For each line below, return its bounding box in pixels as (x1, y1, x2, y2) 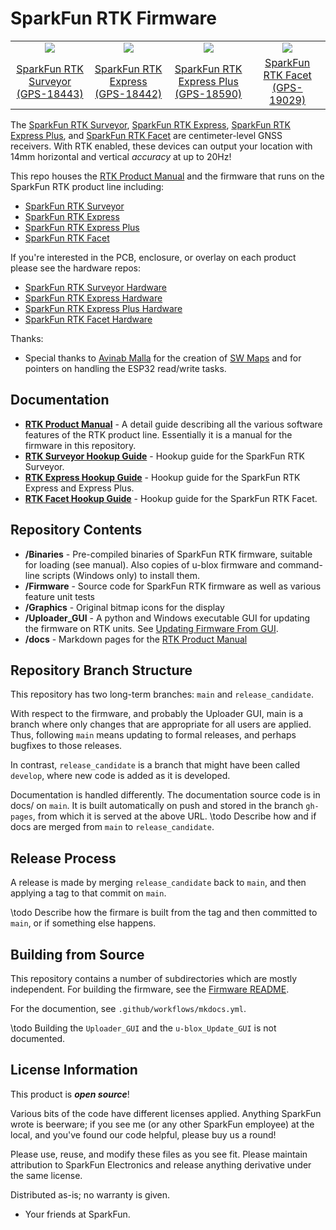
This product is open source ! (10, 1088, 130, 1100)
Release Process (10, 850, 117, 867)
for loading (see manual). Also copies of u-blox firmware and (24, 558, 276, 571)
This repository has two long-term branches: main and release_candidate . (10, 688, 315, 701)
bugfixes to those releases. (10, 740, 123, 752)
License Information (10, 1062, 138, 1079)
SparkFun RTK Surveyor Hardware (24, 281, 168, 293)
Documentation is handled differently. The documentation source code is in (10, 789, 321, 801)
